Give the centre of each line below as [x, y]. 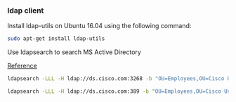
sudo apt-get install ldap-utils [56, 39]
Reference [22, 66]
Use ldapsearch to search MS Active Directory [74, 52]
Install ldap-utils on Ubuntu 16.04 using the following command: [99, 26]
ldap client [26, 11]
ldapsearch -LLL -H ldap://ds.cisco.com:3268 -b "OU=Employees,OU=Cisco [116, 79]
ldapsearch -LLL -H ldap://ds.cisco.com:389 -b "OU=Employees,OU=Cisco [114, 91]
